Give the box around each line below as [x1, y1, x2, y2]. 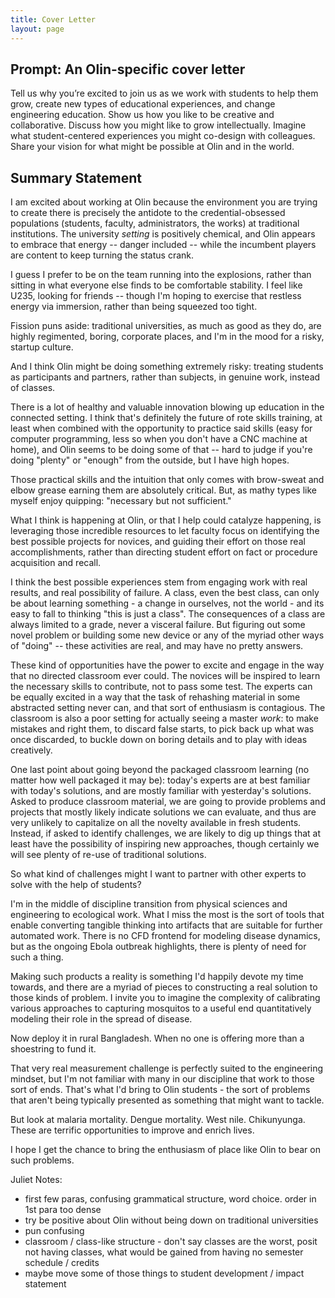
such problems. [10, 1154, 75, 1166]
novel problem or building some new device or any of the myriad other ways [10, 629, 325, 641]
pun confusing [24, 1225, 85, 1237]
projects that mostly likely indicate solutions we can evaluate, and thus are [10, 806, 317, 818]
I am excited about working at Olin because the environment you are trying [10, 196, 318, 208]
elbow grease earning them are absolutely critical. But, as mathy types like [10, 484, 317, 496]
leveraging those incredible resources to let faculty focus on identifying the [10, 525, 320, 537]
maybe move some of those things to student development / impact [24, 1267, 305, 1280]
